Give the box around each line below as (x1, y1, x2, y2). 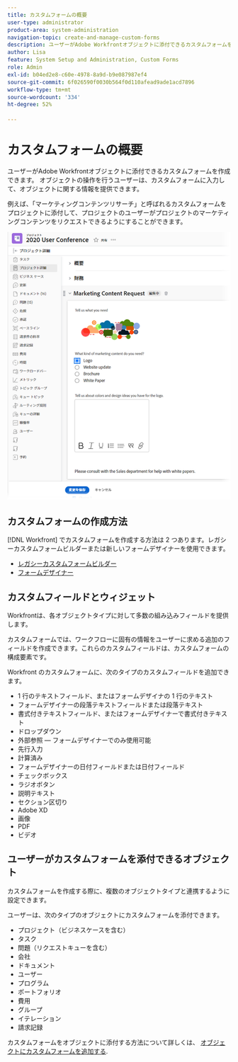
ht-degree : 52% (7, 101, 52, 108)
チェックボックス (17, 771, 68, 780)
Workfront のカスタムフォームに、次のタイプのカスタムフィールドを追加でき (7, 668, 230, 676)
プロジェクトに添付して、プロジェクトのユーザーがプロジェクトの (7, 208, 200, 217)
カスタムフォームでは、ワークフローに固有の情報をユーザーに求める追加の (7, 634, 225, 644)
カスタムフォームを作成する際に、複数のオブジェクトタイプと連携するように (7, 886, 230, 895)
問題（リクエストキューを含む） (17, 943, 111, 952)
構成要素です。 (7, 652, 51, 661)
